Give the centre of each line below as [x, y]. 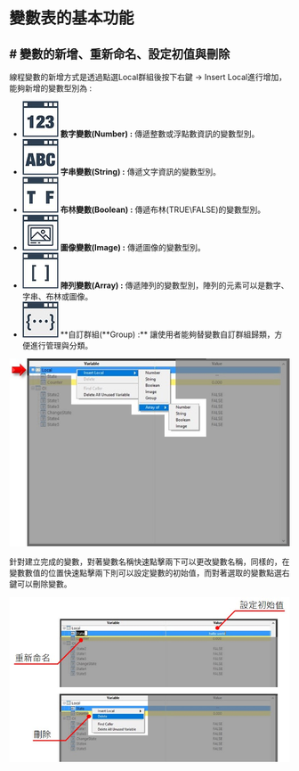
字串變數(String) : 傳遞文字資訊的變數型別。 [140, 172]
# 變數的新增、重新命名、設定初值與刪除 [120, 54]
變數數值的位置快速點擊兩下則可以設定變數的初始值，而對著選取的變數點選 [145, 573]
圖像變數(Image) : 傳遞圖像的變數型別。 [133, 247]
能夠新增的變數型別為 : [50, 88]
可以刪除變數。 [44, 584]
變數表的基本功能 [72, 18]
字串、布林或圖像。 [57, 296]
